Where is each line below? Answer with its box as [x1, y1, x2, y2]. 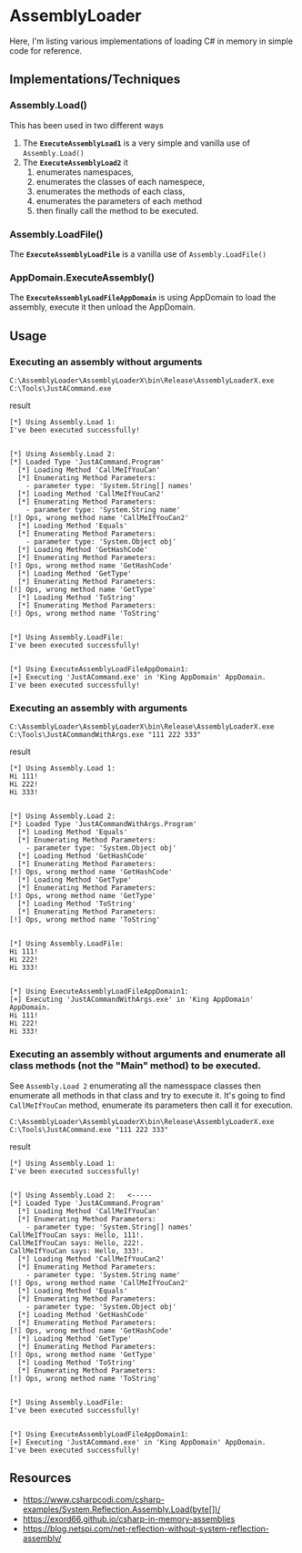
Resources [9, 1470, 72, 1486]
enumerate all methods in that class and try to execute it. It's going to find [9, 1089, 286, 1100]
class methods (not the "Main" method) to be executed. [9, 1059, 262, 1072]
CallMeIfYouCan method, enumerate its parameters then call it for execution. [9, 1099, 294, 1110]
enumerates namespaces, [35, 166, 134, 178]
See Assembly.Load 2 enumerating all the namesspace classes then [9, 1080, 261, 1091]
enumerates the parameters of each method [35, 195, 203, 206]
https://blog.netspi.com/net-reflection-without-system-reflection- [22, 1523, 270, 1535]
